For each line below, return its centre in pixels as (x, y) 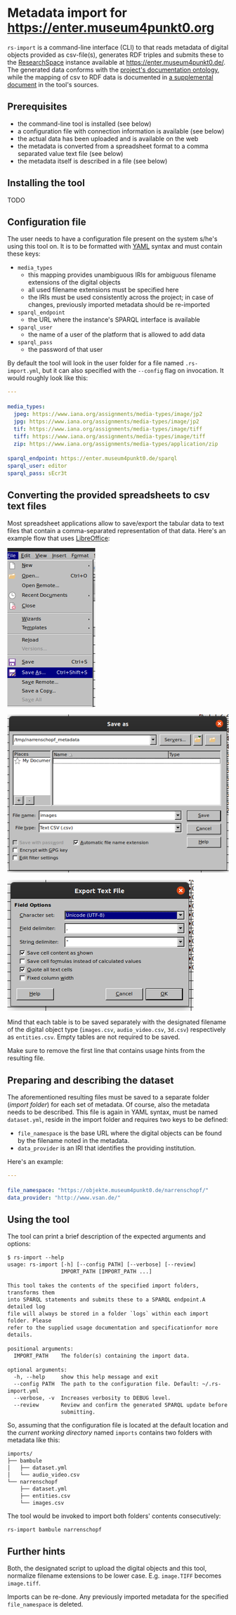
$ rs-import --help (36, 1258)
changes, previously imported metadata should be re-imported (119, 305)
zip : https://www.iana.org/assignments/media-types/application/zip (116, 444)
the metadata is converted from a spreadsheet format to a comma (113, 146)
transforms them (31, 1293)
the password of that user (65, 350)
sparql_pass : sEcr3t (38, 473)
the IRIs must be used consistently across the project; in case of (121, 297)
